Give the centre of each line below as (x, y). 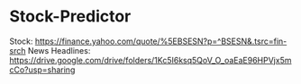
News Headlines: (59, 50)
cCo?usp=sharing (42, 70)
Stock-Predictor (70, 17)
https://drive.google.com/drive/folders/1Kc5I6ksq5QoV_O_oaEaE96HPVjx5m (150, 60)
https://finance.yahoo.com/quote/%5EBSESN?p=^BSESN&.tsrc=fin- (161, 41)
